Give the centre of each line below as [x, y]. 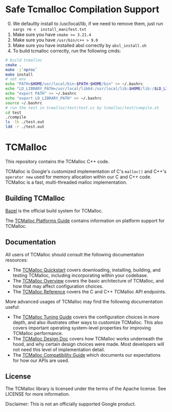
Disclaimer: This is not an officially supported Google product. [71, 404]
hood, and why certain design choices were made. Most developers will [89, 344]
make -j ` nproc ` [21, 70]
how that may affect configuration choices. [58, 286]
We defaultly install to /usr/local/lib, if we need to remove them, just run [88, 24]
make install [19, 74]
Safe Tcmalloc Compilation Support [82, 9]
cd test [14, 113]
